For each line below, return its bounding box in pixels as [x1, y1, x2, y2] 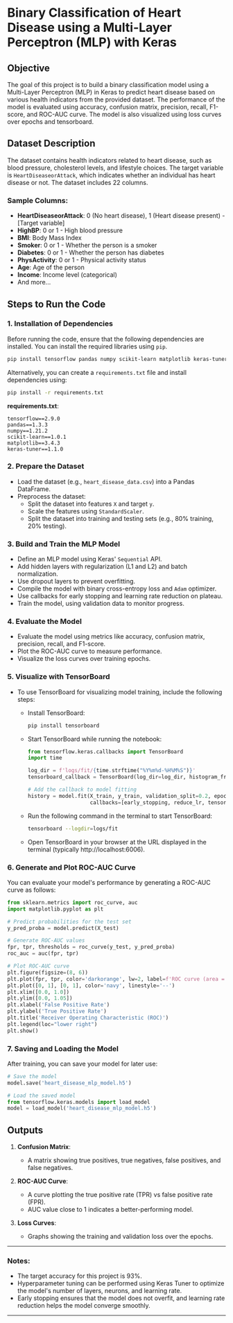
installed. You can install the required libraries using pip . [7, 342, 168, 351]
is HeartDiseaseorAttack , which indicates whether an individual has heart [7, 170, 216, 179]
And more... [17, 278, 51, 287]
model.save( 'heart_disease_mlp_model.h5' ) [7, 1080, 132, 1087]
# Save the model [7, 1073, 58, 1080]
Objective [7, 62, 51, 74]
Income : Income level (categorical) [17, 271, 118, 279]
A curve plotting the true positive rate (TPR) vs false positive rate [27, 1191, 213, 1199]
